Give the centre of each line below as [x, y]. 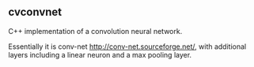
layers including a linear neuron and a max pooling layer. [100, 54]
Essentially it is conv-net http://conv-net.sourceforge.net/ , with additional [127, 47]
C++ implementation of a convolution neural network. [95, 31]
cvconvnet [35, 12]
